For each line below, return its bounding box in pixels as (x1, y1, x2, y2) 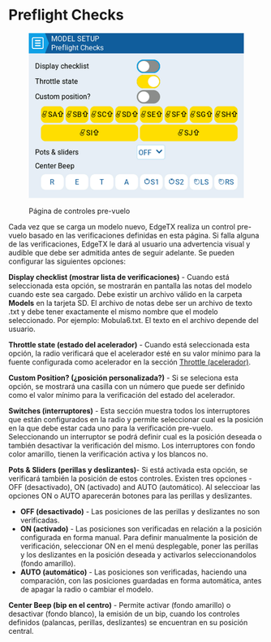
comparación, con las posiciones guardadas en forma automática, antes (19, 576, 262, 586)
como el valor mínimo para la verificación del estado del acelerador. (8, 391, 235, 400)
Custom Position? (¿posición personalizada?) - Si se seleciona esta (8, 373, 239, 383)
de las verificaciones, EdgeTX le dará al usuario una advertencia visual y (8, 239, 251, 249)
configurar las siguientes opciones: (8, 256, 127, 266)
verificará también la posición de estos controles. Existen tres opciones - (8, 474, 252, 483)
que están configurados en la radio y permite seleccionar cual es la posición (8, 415, 264, 425)
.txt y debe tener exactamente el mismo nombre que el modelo (8, 307, 218, 317)
